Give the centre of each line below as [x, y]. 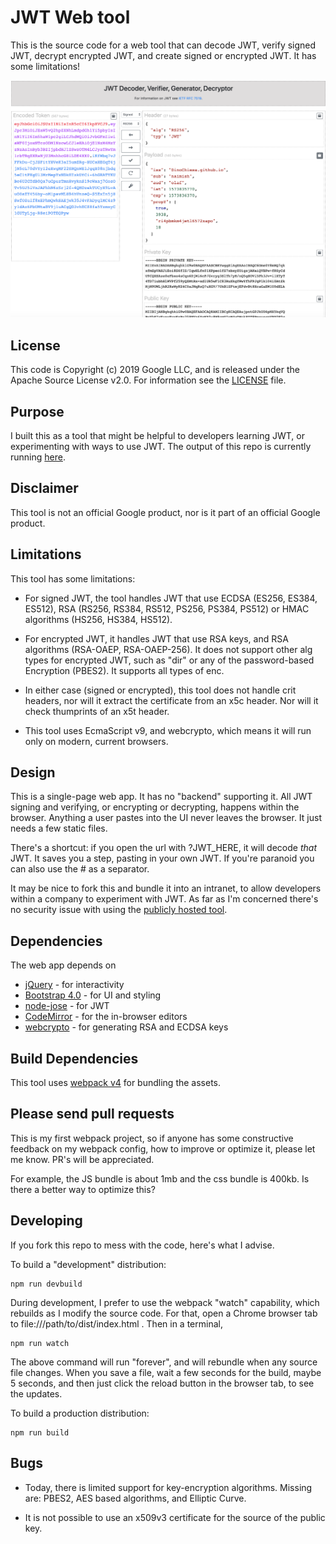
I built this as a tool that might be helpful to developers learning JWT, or [157, 436]
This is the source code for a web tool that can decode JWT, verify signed [163, 45]
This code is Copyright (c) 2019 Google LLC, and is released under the [155, 370]
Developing [46, 1221]
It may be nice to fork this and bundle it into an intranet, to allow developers [166, 888]
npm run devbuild [46, 1284]
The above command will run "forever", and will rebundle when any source [164, 1362]
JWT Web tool [70, 17]
